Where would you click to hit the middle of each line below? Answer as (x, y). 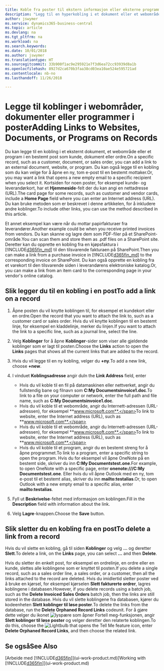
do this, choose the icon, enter (79, 625)
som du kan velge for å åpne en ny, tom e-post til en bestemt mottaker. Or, (79, 172)
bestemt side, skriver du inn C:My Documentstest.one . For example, (88, 463)
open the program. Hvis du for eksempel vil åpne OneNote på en (84, 458)
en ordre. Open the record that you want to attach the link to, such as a (83, 316)
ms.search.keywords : (26, 46)
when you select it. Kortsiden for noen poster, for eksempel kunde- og (76, 182)
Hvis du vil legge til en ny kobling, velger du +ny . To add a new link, (79, 361)
